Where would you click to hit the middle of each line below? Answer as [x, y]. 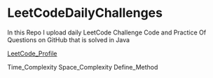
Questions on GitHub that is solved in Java [69, 39]
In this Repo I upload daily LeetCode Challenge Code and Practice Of [107, 32]
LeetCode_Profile [32, 53]
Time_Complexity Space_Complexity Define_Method [83, 67]
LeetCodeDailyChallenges [85, 13]
